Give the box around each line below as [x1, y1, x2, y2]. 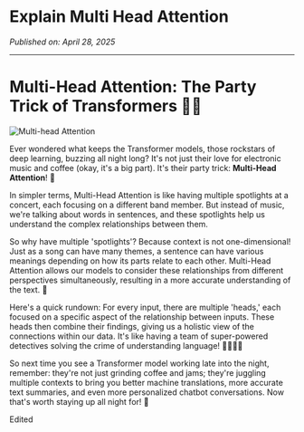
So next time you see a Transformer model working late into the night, [9, 358, 270, 369]
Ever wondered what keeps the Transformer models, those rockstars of [9, 143, 276, 154]
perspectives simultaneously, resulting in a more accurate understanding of [9, 274, 291, 285]
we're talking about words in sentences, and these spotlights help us [9, 208, 265, 219]
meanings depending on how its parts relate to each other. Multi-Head [9, 255, 271, 266]
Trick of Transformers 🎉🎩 [9, 96, 203, 117]
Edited [9, 414, 33, 425]
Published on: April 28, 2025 [9, 36, 116, 47]
